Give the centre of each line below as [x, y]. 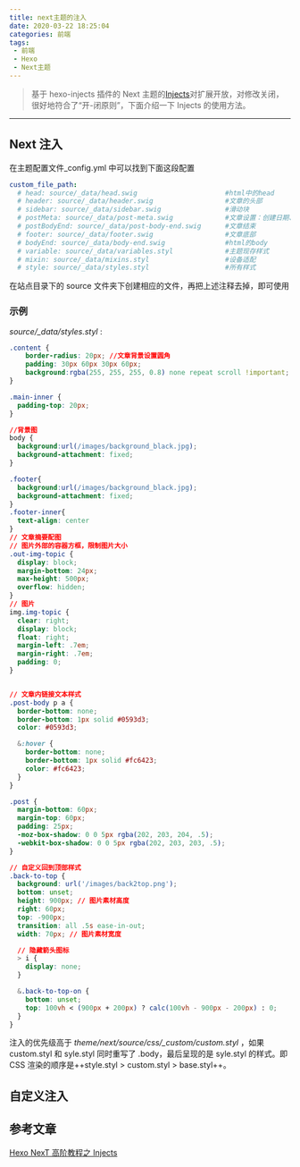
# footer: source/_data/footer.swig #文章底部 [137, 234]
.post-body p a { [42, 703]
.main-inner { [36, 397]
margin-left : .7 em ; [54, 646]
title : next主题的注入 [48, 17]
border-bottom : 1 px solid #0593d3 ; [83, 719]
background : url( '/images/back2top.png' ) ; [97, 884]
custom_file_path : [43, 184]
